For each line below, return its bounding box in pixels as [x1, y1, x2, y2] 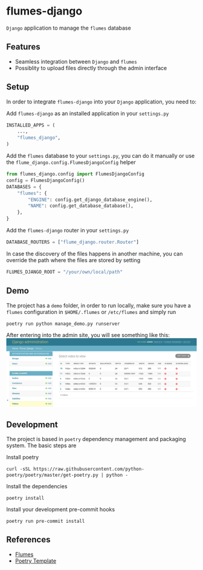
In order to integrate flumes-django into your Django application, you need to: [6, 98, 197, 105]
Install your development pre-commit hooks [6, 506, 115, 513]
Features [6, 42, 40, 52]
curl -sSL [6, 466, 31, 473]
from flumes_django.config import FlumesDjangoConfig [6, 171, 145, 177]
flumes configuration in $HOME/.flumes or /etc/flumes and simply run [6, 308, 176, 315]
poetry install [6, 495, 45, 502]
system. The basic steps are [6, 442, 77, 449]
